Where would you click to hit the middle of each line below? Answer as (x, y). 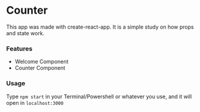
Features (19, 48)
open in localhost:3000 (35, 102)
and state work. (25, 33)
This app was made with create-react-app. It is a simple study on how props (100, 27)
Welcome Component (41, 62)
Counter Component (40, 68)
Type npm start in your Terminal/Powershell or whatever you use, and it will (99, 97)
